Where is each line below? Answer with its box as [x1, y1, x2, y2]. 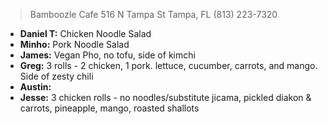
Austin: [19, 81, 52, 93]
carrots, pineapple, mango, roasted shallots [19, 102, 200, 114]
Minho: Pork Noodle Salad [19, 39, 130, 50]
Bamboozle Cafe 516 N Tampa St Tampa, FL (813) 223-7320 [29, 9, 278, 20]
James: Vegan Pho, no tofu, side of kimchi [19, 49, 196, 61]
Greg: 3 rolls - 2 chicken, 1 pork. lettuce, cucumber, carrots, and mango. [19, 60, 318, 71]
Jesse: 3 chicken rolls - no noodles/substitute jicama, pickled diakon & [19, 92, 312, 103]
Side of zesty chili [19, 70, 94, 82]
